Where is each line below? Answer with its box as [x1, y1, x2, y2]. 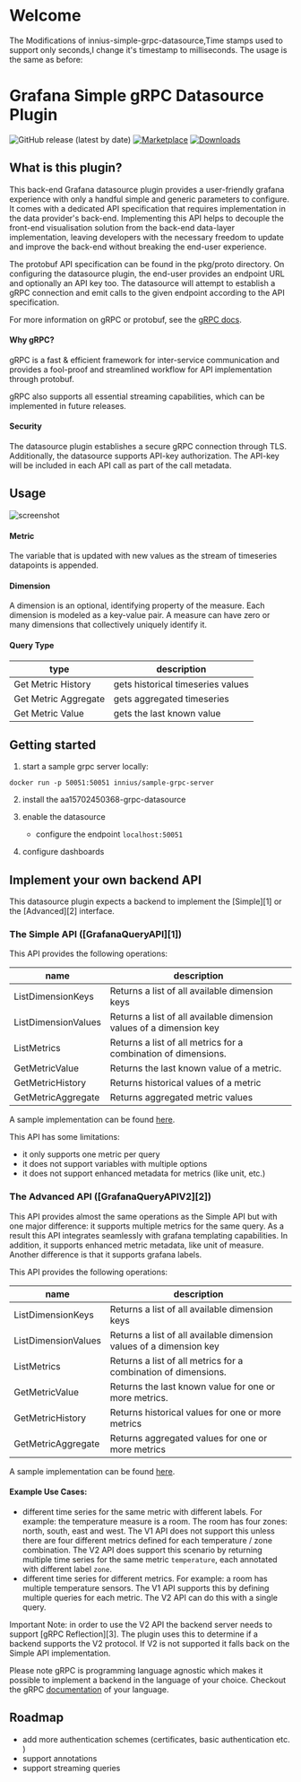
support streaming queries [21, 1762, 121, 1773]
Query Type [9, 639, 55, 650]
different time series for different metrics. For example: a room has [21, 1573, 268, 1584]
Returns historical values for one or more [109, 1405, 282, 1418]
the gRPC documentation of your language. [9, 1683, 169, 1695]
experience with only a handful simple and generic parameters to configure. [9, 194, 289, 204]
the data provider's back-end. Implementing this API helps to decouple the [9, 213, 284, 223]
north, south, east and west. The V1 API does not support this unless [21, 1526, 276, 1536]
